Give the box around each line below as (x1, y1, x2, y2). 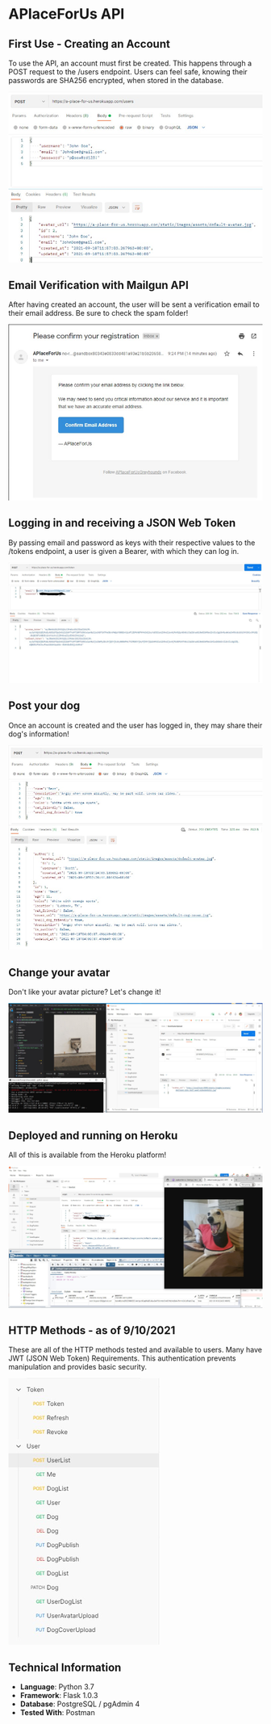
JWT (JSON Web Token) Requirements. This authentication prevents (8, 1353, 236, 1363)
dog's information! (8, 728, 70, 739)
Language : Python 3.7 (19, 1682, 94, 1692)
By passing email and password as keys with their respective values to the (8, 538, 256, 547)
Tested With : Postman (19, 1708, 95, 1718)
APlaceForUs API (8, 5, 125, 23)
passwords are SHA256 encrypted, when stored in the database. (8, 76, 224, 85)
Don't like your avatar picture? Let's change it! (8, 987, 161, 996)
